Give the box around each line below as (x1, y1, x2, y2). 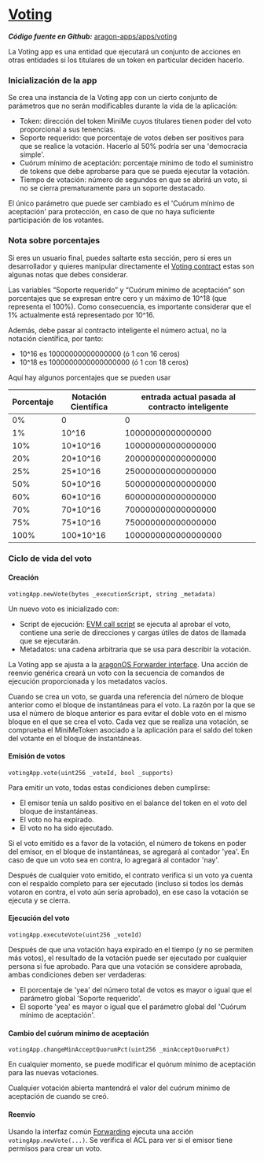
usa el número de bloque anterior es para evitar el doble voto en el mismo (8, 708, 247, 718)
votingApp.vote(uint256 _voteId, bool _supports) (8, 769, 174, 777)
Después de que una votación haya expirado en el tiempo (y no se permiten (8, 945, 254, 955)
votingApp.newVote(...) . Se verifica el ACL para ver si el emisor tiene (8, 1136, 233, 1145)
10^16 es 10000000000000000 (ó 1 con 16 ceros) (19, 349, 181, 358)
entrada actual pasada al (141, 391, 236, 402)
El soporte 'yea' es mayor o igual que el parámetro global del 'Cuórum (19, 1002, 247, 1011)
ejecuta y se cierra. (8, 896, 71, 905)
